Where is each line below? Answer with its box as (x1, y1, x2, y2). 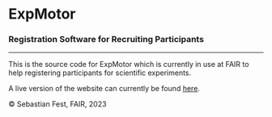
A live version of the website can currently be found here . (8, 84, 201, 94)
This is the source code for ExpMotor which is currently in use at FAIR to (8, 60, 249, 69)
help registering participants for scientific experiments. (8, 68, 192, 77)
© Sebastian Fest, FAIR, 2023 (8, 99, 107, 109)
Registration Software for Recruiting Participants (8, 34, 205, 45)
